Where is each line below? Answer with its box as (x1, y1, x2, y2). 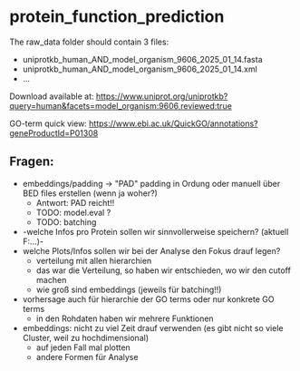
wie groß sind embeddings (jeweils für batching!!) (35, 284, 222, 295)
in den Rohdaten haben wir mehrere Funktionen (35, 313, 215, 324)
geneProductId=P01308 (9, 127, 99, 138)
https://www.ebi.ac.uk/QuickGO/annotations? (89, 118, 258, 129)
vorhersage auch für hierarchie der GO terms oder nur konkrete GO (22, 293, 275, 305)
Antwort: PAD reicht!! (35, 197, 115, 208)
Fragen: (9, 154, 54, 170)
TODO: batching (35, 216, 97, 228)
